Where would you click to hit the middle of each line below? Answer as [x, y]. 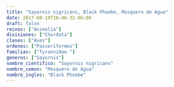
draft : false [23, 23]
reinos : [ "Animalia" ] [34, 29]
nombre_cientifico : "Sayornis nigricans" [60, 63]
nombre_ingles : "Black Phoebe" [46, 75]
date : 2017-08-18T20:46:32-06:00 [49, 18]
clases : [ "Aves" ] [28, 40]
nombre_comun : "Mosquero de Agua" [51, 69]
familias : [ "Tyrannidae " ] [41, 52]
